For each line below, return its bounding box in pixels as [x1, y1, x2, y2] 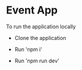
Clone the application [14, 34, 66, 41]
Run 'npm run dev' [14, 57, 60, 64]
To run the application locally [6, 23, 76, 30]
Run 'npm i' [14, 45, 43, 53]
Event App [6, 4, 58, 17]
